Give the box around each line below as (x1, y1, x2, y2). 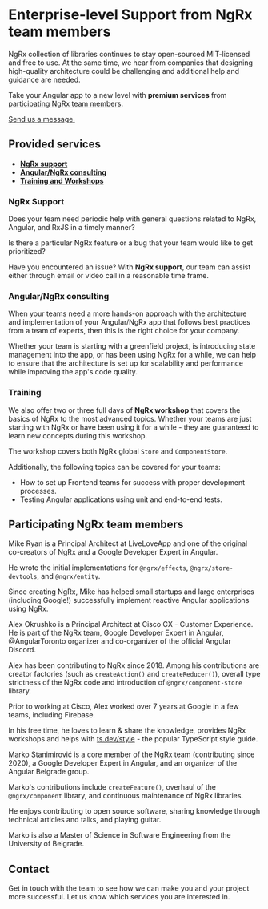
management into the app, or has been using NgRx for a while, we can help (8, 350, 257, 360)
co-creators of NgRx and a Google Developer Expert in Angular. (8, 547, 218, 557)
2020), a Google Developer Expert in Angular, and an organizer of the (8, 758, 238, 768)
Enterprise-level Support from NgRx (8, 6, 253, 24)
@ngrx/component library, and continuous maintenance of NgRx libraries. (8, 791, 244, 801)
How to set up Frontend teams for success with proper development (19, 477, 246, 487)
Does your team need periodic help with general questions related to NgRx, (8, 214, 257, 224)
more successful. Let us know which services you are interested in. (8, 892, 230, 902)
